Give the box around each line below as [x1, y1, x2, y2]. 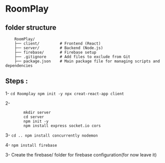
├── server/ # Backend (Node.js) [14, 46, 103, 51]
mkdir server [23, 110, 51, 115]
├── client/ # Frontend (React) [14, 41, 101, 46]
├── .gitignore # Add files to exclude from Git [14, 54, 130, 59]
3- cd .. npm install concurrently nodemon [5, 132, 98, 138]
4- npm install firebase [5, 142, 57, 148]
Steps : [5, 77, 28, 86]
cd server [23, 114, 44, 119]
